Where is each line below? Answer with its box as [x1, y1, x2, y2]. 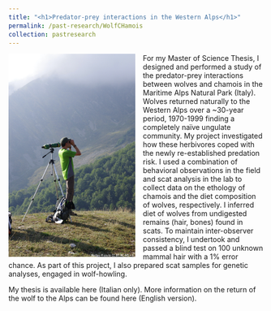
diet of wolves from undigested [143, 209, 247, 218]
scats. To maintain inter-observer [143, 226, 254, 235]
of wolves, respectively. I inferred [143, 200, 254, 210]
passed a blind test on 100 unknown [143, 244, 264, 253]
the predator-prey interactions [143, 71, 243, 80]
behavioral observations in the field [143, 166, 261, 175]
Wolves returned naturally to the [143, 97, 251, 106]
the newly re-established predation [143, 149, 260, 158]
